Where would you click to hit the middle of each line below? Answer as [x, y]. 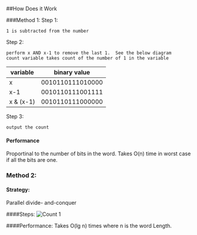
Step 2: [15, 42]
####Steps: [21, 214]
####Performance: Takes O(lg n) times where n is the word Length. [89, 226]
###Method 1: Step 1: [32, 20]
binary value [72, 72]
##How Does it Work [32, 9]
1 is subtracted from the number [48, 31]
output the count [28, 127]
